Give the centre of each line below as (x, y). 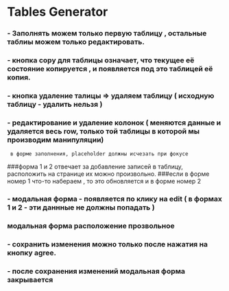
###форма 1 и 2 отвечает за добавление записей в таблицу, (95, 167)
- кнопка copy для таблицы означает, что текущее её (101, 60)
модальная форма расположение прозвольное (91, 226)
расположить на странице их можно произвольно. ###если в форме (108, 174)
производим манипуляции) (56, 140)
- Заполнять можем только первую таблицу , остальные (107, 34)
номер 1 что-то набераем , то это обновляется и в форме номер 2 (104, 181)
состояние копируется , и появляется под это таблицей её (110, 69)
